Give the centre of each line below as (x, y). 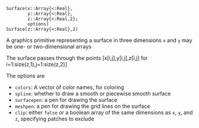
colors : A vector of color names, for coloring (70, 87)
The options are (26, 76)
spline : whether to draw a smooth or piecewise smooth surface (93, 94)
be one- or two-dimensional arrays (49, 47)
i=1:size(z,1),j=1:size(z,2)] (37, 64)
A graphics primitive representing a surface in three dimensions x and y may (99, 40)
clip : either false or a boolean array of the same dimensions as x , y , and (104, 112)
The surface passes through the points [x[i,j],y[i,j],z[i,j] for (77, 58)
